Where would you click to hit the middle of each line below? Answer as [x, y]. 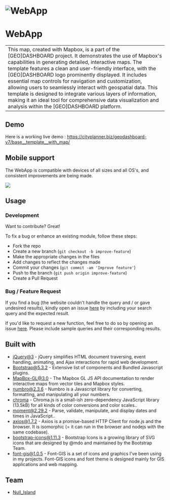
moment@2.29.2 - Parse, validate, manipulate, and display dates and [84, 410]
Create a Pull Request [35, 278]
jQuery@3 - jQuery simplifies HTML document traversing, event [79, 357]
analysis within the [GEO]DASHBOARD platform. [65, 106]
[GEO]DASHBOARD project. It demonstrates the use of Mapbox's [85, 56]
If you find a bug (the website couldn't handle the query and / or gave [78, 302]
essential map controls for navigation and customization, [75, 81]
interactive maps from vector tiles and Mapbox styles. [69, 383]
